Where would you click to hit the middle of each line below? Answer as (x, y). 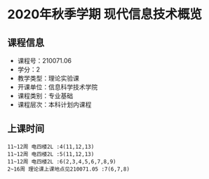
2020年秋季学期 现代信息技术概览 (104, 14)
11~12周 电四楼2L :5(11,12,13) (51, 154)
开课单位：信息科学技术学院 (58, 87)
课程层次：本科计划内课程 (54, 105)
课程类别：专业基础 (45, 96)
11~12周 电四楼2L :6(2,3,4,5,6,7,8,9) (62, 161)
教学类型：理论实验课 (48, 78)
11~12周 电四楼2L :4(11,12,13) (51, 147)
